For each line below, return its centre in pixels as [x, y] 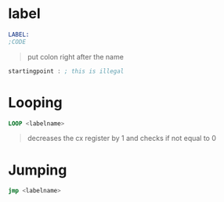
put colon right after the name [75, 56]
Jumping [38, 170]
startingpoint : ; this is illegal [66, 71]
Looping [35, 102]
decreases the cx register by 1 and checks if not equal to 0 [122, 139]
